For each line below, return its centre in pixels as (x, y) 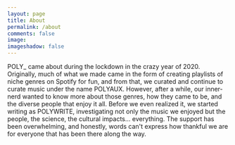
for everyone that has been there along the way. (77, 134)
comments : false (31, 33)
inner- (214, 89)
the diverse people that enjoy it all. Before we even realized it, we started (113, 104)
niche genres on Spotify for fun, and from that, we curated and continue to (115, 81)
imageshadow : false (36, 46)
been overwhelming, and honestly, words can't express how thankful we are (118, 126)
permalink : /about (34, 27)
